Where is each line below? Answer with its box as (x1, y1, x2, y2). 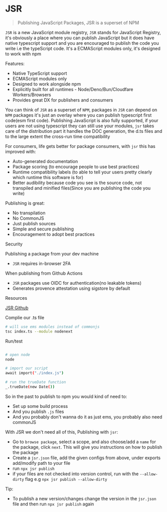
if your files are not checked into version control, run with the (12, 471, 139, 477)
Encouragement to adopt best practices (12, 231, 95, 237)
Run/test (5, 338, 23, 344)
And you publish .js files (12, 408, 64, 414)
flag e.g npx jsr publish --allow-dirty (25, 476, 107, 482)
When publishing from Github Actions (5, 270, 83, 276)
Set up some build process (12, 403, 68, 409)
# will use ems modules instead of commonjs (5, 324, 100, 329)
